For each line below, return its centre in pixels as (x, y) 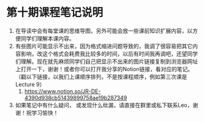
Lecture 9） (30, 84)
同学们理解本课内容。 (47, 38)
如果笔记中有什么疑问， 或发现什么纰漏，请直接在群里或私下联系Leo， (104, 105)
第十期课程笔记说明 (55, 13)
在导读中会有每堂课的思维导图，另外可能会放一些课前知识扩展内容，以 (104, 31)
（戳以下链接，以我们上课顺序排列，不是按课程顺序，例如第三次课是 (101, 77)
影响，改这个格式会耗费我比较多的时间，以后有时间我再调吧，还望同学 (109, 53)
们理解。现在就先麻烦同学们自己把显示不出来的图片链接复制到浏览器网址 (106, 61)
